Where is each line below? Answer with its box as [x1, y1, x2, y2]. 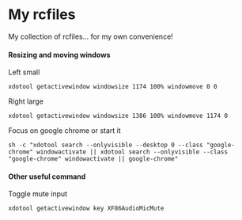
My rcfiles [8, 6, 76, 24]
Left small [8, 67, 40, 77]
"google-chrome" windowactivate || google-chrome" [8, 155, 179, 163]
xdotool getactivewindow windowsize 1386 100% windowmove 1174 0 [8, 112, 228, 120]
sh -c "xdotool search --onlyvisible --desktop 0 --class [8, 141, 203, 150]
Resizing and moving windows [8, 50, 111, 59]
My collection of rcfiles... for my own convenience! [8, 32, 174, 41]
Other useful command [8, 172, 86, 181]
